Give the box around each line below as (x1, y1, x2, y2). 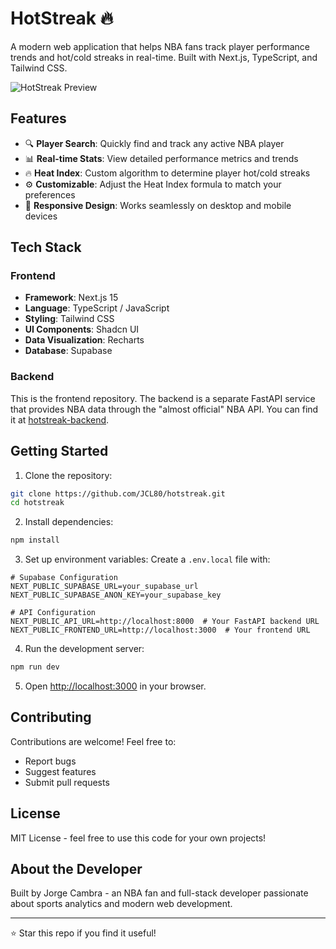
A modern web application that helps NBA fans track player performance (10, 40, 310, 52)
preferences (24, 188, 76, 201)
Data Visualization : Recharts (24, 334, 145, 346)
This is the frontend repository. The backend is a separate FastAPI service (10, 392, 316, 404)
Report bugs (24, 755, 77, 767)
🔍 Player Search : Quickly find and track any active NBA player (24, 137, 285, 149)
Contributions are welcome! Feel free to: (10, 735, 177, 747)
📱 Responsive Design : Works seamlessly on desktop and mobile (24, 199, 292, 211)
